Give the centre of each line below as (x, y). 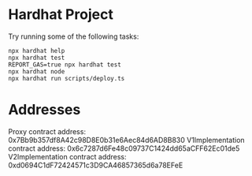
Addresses (44, 110)
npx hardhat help (37, 51)
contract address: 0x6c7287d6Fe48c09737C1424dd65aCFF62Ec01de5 (124, 148)
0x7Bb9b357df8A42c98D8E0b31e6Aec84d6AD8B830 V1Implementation (127, 140)
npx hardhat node (37, 71)
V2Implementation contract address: (68, 156)
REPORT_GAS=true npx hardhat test (65, 65)
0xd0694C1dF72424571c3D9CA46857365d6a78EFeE (96, 165)
